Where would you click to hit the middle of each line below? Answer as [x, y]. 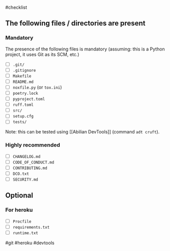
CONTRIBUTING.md [30, 168]
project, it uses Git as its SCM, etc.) [42, 54]
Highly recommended [33, 145]
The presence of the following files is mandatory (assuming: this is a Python [85, 49]
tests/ [20, 122]
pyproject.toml [29, 99]
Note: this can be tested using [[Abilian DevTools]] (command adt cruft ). [82, 132]
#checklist [16, 7]
